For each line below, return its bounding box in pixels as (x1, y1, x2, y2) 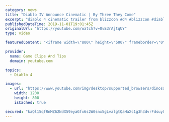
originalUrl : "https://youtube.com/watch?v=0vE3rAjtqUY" (5, 26, 127, 31)
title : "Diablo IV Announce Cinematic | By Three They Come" (5, 12, 136, 17)
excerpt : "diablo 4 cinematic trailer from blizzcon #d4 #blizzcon (5, 17, 150, 22)
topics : (5, 68, 22, 73)
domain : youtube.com (10, 58, 53, 64)
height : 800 (14, 95, 39, 100)
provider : (5, 49, 26, 54)
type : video (5, 31, 30, 36)
